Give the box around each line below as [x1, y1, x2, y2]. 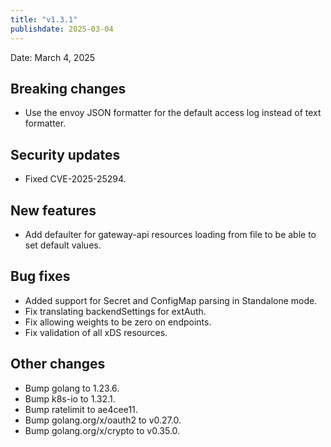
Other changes [10, 356, 106, 373]
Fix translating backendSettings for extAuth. [24, 305, 207, 317]
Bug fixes [10, 268, 71, 285]
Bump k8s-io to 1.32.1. [24, 392, 116, 405]
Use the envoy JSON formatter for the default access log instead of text [24, 107, 322, 119]
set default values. [24, 239, 102, 251]
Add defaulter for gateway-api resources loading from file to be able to [24, 228, 317, 240]
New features [10, 202, 97, 219]
